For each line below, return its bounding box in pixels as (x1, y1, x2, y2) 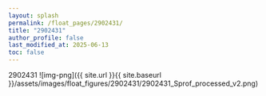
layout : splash (8, 11, 59, 20)
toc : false (8, 48, 45, 56)
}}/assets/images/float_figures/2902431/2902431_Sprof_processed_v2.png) (8, 79, 259, 88)
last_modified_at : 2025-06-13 (8, 41, 109, 49)
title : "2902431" (8, 26, 66, 34)
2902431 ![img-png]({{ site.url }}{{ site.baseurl (8, 71, 162, 79)
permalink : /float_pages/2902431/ (8, 19, 124, 27)
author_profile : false (8, 33, 84, 42)
